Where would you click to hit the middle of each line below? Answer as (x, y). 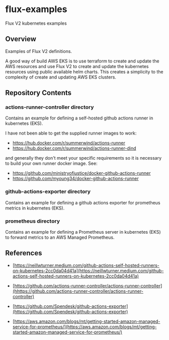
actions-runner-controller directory (50, 107)
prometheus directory (33, 221)
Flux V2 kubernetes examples (36, 23)
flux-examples (36, 9)
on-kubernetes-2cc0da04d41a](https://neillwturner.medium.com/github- (88, 270)
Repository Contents (38, 93)
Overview (21, 39)
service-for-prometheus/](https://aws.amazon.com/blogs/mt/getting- (84, 326)
